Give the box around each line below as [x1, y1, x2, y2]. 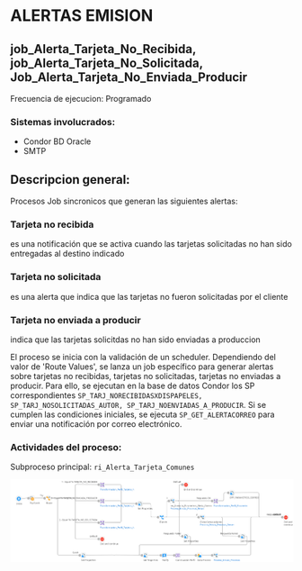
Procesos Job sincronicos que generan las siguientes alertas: [10, 195, 238, 207]
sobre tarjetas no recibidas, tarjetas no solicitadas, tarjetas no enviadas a [10, 371, 281, 381]
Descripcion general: [10, 172, 130, 187]
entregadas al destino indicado [10, 249, 125, 259]
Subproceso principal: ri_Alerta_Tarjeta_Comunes [10, 461, 195, 473]
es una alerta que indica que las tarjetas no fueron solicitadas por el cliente [10, 291, 289, 302]
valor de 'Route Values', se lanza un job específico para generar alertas [10, 361, 274, 372]
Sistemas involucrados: [10, 115, 116, 128]
